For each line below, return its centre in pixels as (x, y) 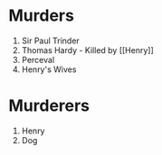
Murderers (49, 106)
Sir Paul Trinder (51, 41)
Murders (41, 16)
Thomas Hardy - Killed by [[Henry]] (88, 50)
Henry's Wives (49, 69)
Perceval (38, 59)
